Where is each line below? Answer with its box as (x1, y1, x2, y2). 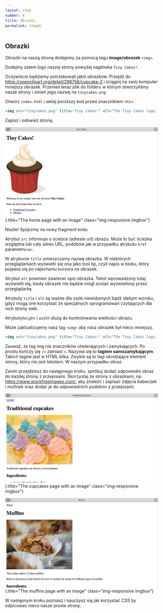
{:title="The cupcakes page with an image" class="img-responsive (5, 483, 139, 489)
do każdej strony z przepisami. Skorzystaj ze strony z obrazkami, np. (5, 373, 143, 379)
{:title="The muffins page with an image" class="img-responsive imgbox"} (5, 588, 154, 594)
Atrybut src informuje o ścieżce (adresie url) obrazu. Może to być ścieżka (5, 236, 152, 242)
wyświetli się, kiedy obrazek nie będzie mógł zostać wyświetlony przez (5, 280, 147, 287)
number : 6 (5, 13, 25, 18)
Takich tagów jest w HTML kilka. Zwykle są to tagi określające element (5, 353, 147, 360)
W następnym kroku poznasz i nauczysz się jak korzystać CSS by (5, 597, 136, 603)
